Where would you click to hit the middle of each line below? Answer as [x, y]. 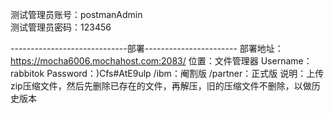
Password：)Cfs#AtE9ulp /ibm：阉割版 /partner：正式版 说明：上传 [185, 73]
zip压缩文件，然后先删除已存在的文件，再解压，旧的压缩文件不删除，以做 [161, 86]
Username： [286, 61]
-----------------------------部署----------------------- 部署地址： [147, 48]
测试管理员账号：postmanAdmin [76, 14]
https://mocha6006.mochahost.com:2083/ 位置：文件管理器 [134, 61]
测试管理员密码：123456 [61, 27]
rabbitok [27, 73]
